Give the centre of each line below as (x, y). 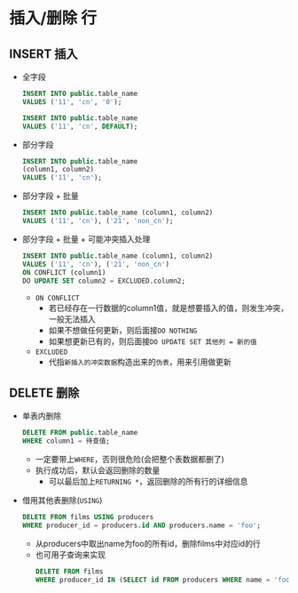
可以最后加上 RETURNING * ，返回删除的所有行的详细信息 (148, 481)
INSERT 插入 (43, 54)
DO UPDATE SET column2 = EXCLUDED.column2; (104, 281)
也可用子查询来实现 (71, 554)
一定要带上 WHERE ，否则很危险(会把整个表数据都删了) (129, 459)
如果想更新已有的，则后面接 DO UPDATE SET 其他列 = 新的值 (153, 341)
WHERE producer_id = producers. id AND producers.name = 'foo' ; (141, 525)
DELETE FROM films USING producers (88, 517)
